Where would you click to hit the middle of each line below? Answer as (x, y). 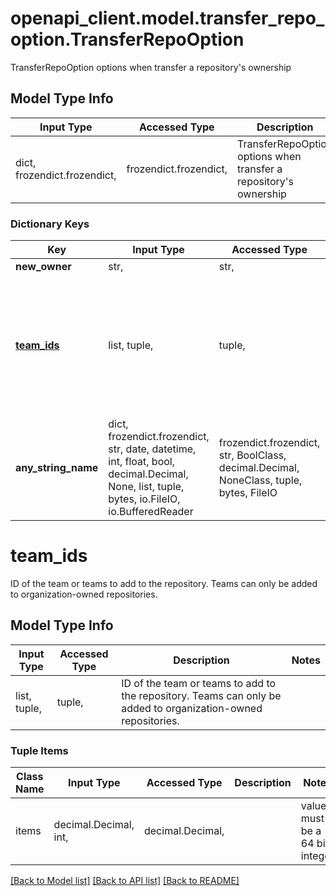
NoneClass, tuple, (260, 480)
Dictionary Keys (50, 224)
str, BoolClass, (252, 455)
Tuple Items (39, 750)
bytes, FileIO (248, 493)
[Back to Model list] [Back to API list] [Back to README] (125, 881)
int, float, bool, (141, 462)
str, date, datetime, (152, 449)
